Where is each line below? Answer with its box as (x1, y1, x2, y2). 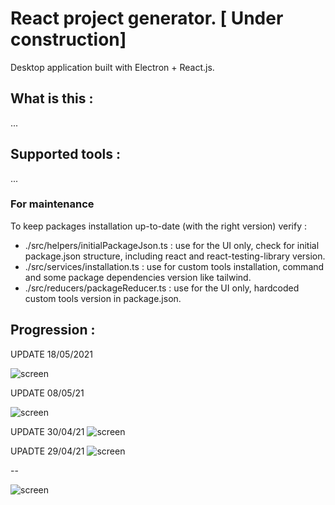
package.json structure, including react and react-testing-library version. (24, 250, 326, 262)
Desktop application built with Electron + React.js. (10, 61, 215, 73)
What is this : (10, 90, 94, 107)
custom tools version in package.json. (24, 292, 182, 304)
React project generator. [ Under (10, 7, 284, 30)
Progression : (10, 322, 96, 339)
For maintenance (10, 197, 95, 211)
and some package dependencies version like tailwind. (24, 271, 252, 283)
